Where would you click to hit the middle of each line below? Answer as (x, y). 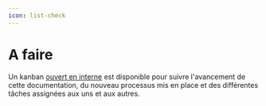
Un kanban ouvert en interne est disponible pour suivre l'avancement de (127, 77)
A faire (31, 54)
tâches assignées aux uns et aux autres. (74, 93)
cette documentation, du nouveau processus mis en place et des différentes (133, 85)
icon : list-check (37, 15)
